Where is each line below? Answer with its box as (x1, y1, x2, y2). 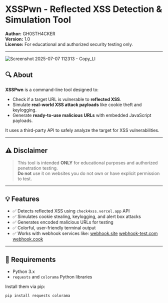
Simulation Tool (5, 14, 71, 25)
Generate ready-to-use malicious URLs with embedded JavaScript (12, 112, 151, 118)
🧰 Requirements (5, 255, 56, 263)
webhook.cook (12, 236, 43, 242)
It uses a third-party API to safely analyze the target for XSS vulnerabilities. (5, 127, 159, 133)
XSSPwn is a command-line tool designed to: (5, 86, 99, 92)
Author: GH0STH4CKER (5, 30, 56, 36)
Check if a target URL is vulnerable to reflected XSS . (12, 96, 121, 102)
